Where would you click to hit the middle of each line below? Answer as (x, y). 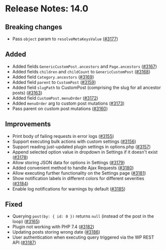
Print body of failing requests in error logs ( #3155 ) (63, 136)
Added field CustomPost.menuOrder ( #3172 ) (55, 98)
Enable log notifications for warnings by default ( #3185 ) (69, 188)
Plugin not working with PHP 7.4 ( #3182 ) (53, 227)
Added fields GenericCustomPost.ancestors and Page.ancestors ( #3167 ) (84, 66)
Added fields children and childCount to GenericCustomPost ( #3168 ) (81, 71)
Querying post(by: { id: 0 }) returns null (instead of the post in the (83, 216)
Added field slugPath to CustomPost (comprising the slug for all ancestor (86, 87)
